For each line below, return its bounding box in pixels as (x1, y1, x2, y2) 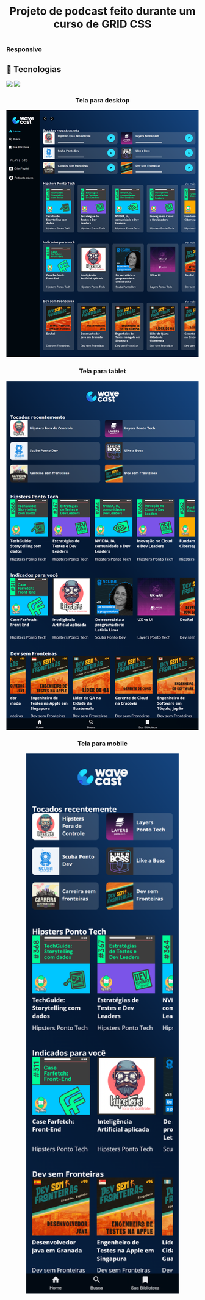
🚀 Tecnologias (6, 64, 62, 74)
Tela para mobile (77, 739, 128, 748)
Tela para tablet (79, 367, 126, 376)
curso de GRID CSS (53, 17, 152, 31)
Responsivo (6, 45, 43, 54)
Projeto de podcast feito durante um (9, 4, 196, 18)
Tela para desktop (75, 96, 130, 105)
